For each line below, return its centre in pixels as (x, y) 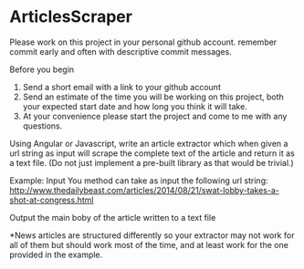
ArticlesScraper (71, 17)
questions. (42, 126)
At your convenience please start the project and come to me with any (155, 116)
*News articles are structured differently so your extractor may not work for (152, 235)
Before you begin (42, 69)
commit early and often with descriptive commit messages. (121, 51)
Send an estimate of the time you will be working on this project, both (153, 97)
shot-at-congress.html (52, 200)
